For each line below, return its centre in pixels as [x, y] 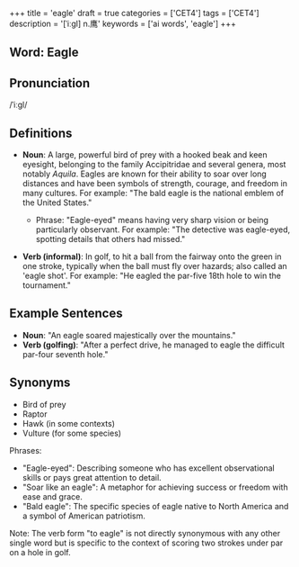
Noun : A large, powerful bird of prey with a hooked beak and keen [145, 155]
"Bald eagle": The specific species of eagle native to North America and [155, 506]
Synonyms [40, 383]
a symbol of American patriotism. [84, 516]
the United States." [57, 202]
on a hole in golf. [40, 552]
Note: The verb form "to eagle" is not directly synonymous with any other [145, 533]
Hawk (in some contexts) [68, 423]
